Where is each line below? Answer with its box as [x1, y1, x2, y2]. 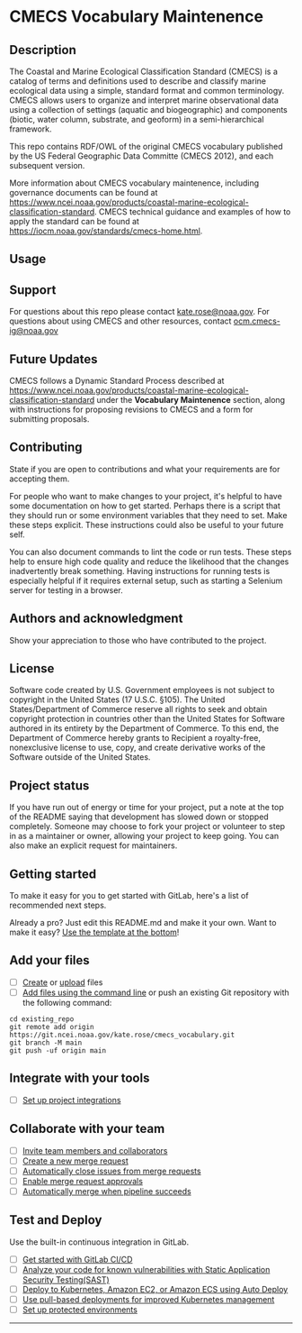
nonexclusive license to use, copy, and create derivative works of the [9, 742, 266, 753]
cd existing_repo [9, 1015, 75, 1024]
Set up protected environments [22, 1304, 138, 1315]
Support [9, 282, 57, 297]
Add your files [9, 953, 90, 968]
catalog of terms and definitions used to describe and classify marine [9, 76, 267, 87]
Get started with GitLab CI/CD [22, 1254, 133, 1265]
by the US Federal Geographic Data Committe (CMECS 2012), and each [9, 151, 274, 161]
